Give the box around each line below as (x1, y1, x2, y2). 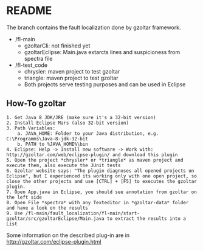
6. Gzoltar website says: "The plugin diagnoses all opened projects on (6, 168, 194, 174)
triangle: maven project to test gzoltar (24, 74, 119, 81)
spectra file (24, 55, 53, 62)
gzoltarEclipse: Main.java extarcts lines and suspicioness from (24, 48, 181, 55)
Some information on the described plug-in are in (6, 232, 130, 239)
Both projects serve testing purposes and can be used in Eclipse (24, 80, 186, 88)
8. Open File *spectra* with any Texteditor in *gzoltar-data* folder (6, 199, 189, 205)
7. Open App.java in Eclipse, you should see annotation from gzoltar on (6, 189, 198, 195)
